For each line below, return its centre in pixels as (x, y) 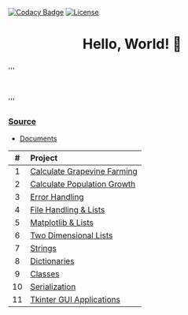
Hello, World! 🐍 (132, 44)
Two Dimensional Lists (72, 235)
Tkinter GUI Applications (75, 300)
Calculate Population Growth (83, 184)
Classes (45, 274)
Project (44, 158)
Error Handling (57, 197)
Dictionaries (52, 261)
